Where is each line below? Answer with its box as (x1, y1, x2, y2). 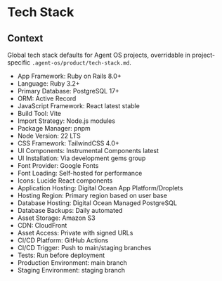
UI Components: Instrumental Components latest (17, 147, 159, 155)
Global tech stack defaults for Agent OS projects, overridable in (7, 51, 191, 59)
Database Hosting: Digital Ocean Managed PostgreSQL (17, 199, 178, 207)
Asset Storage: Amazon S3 (17, 214, 96, 222)
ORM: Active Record (17, 94, 77, 103)
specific (7, 58, 31, 67)
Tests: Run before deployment (17, 251, 105, 259)
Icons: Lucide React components (17, 176, 113, 185)
